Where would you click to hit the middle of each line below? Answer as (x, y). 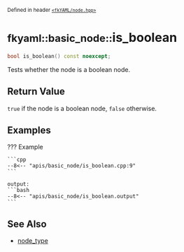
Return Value (36, 92)
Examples (29, 130)
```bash (19, 191)
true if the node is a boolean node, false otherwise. (82, 108)
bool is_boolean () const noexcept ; (59, 56)
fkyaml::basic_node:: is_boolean (92, 38)
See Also (27, 224)
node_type (33, 241)
